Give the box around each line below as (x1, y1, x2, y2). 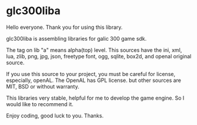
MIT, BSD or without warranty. (6, 83, 80, 90)
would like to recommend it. (6, 100, 74, 107)
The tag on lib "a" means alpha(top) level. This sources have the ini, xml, (6, 46, 182, 54)
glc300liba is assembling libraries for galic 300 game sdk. (6, 35, 147, 42)
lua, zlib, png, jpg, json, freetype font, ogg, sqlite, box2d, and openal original (6, 52, 192, 60)
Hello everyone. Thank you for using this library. (6, 24, 123, 31)
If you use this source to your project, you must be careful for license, (6, 70, 176, 77)
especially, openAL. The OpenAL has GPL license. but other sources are (6, 77, 182, 84)
